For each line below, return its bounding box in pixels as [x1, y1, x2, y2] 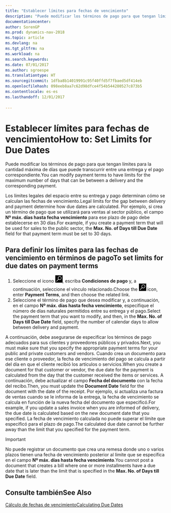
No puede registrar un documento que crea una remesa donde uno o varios [5, 446, 164, 452]
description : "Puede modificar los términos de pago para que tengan [5, 13, 156, 19]
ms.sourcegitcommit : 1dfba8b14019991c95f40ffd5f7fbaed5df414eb [5, 78, 142, 84]
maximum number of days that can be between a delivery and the [5, 177, 144, 183]
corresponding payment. [5, 183, 58, 189]
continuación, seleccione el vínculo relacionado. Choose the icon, [12, 286, 158, 292]
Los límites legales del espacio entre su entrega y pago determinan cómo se [5, 193, 165, 199]
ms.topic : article [5, 35, 44, 40]
